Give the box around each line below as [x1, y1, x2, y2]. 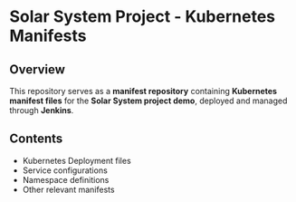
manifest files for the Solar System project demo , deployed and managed [9, 95, 288, 106]
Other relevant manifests [22, 184, 115, 195]
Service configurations [22, 165, 109, 176]
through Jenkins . [9, 105, 74, 115]
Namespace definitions [22, 174, 110, 185]
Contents [9, 131, 63, 147]
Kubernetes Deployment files [22, 155, 131, 166]
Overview [9, 62, 66, 77]
